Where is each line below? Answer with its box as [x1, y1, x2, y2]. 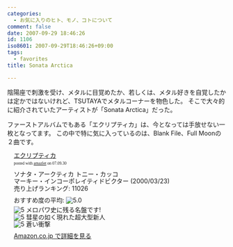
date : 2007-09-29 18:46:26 [7, 29, 86, 37]
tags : [7, 49, 23, 56]
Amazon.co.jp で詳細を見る [13, 232, 92, 240]
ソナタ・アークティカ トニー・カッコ [13, 170, 119, 178]
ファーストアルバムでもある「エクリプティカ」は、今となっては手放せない [7, 120, 219, 129]
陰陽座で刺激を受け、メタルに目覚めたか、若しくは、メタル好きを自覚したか [7, 88, 227, 96]
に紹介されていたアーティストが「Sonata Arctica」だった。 [7, 105, 177, 113]
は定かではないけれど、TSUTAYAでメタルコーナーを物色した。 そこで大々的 [7, 97, 225, 105]
